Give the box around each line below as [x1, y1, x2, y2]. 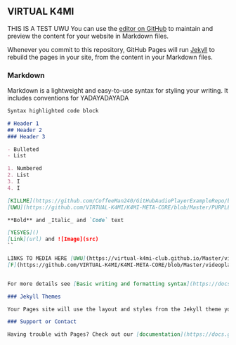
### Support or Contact [7, 318, 77, 325]
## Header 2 [7, 126, 42, 134]
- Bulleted [7, 145, 39, 153]
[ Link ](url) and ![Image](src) [7, 235, 99, 243]
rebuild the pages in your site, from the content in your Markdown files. [7, 53, 213, 61]
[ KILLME [7, 197, 30, 204]
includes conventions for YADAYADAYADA [7, 94, 129, 103]
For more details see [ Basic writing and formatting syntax [7, 280, 188, 287]
